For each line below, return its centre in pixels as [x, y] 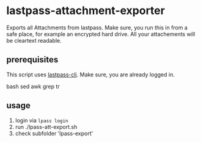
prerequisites [32, 60]
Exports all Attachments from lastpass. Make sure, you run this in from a [97, 28]
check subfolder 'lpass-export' [54, 133]
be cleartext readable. [34, 40]
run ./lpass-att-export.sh [46, 127]
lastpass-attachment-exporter [86, 11]
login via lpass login [42, 120]
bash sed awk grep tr [33, 86]
